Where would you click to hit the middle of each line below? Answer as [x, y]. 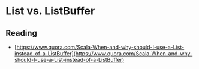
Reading [21, 33]
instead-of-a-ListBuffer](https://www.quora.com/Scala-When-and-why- [103, 54]
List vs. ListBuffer [50, 11]
